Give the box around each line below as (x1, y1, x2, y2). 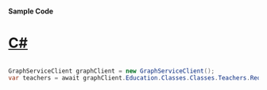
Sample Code (8, 6, 54, 16)
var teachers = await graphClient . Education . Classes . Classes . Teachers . (8, 74, 250, 82)
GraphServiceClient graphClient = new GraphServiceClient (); (8, 67, 215, 75)
